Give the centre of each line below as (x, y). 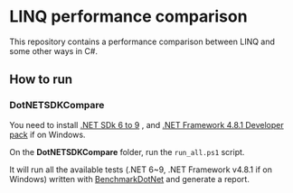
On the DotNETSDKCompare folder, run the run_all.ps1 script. (127, 152)
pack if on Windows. (47, 134)
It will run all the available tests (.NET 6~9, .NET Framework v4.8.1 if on (141, 170)
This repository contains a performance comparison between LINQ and (142, 41)
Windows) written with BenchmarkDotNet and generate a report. (130, 179)
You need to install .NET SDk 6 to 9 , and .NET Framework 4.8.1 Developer (147, 124)
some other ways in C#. (53, 51)
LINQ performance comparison (128, 17)
